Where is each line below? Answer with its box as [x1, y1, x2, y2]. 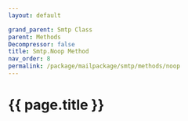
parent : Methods [8, 33, 61, 41]
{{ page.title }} [8, 96, 105, 114]
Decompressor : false [8, 40, 76, 48]
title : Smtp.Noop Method [8, 48, 89, 56]
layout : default [8, 11, 61, 20]
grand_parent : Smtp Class [8, 25, 92, 34]
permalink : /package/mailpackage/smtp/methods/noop [8, 62, 180, 71]
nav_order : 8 [8, 55, 51, 63]
